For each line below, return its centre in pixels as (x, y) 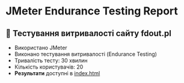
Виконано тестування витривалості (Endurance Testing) (86, 54)
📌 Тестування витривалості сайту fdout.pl (89, 33)
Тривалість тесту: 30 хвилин (51, 60)
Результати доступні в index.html (57, 73)
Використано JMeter (41, 48)
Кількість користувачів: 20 (49, 67)
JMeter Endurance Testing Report (92, 11)
